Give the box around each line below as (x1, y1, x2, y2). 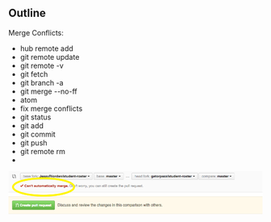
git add (19, 120, 44, 130)
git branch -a (19, 77, 64, 87)
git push (19, 137, 48, 148)
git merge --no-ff (19, 86, 78, 96)
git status (19, 112, 52, 122)
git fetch (19, 69, 48, 79)
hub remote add (19, 44, 74, 53)
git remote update (19, 52, 80, 61)
